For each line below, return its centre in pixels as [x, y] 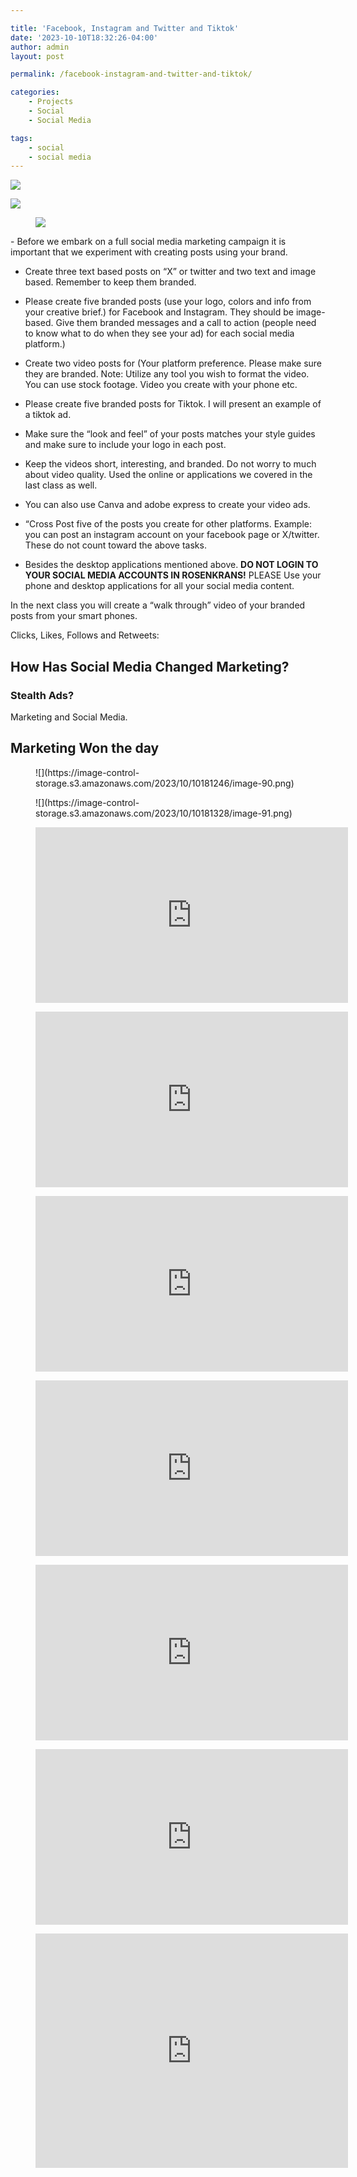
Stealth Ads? [42, 695]
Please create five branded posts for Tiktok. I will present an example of [173, 404]
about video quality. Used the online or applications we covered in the [168, 475]
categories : [35, 92]
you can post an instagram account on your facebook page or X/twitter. [172, 535]
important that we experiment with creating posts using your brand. [149, 252]
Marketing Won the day [85, 748]
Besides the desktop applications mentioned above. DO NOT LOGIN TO [171, 565]
